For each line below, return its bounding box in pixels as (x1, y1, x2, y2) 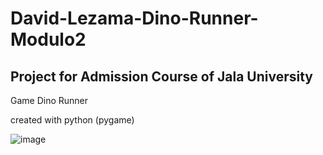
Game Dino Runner (10, 95, 89, 106)
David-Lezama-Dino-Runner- (10, 7, 259, 30)
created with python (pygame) (10, 114, 135, 126)
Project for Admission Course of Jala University (10, 68, 313, 85)
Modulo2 (10, 28, 87, 51)
